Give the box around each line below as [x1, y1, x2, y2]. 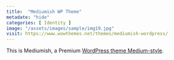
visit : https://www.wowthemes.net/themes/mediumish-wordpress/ [6, 31, 169, 37]
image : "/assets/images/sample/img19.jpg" [6, 25, 114, 31]
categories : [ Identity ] [6, 20, 71, 26]
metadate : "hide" [6, 14, 50, 20]
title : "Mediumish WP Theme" [6, 8, 82, 15]
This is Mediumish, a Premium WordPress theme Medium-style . [6, 47, 164, 54]
